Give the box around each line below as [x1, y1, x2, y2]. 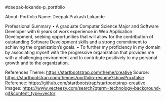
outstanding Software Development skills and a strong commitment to [5, 39, 147, 45]
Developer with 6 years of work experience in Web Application [5, 29, 132, 34]
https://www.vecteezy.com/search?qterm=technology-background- [22, 85, 161, 91]
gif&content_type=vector [5, 91, 56, 96]
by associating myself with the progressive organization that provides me [5, 49, 154, 55]
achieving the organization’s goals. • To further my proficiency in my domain [5, 44, 161, 50]
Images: [5, 85, 22, 91]
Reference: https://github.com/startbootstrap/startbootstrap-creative [5, 80, 146, 86]
